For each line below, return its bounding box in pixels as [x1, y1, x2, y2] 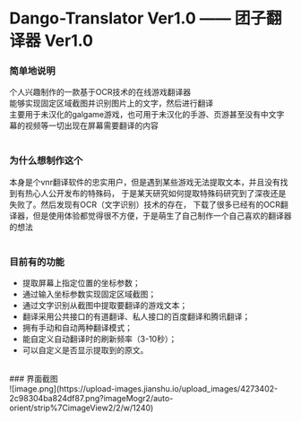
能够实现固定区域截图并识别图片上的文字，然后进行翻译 [9, 98, 213, 108]
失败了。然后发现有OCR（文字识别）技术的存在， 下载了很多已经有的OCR [9, 199, 280, 210]
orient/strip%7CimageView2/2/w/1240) [9, 402, 154, 413]
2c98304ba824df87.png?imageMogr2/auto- [9, 393, 174, 404]
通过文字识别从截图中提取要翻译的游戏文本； [21, 300, 188, 311]
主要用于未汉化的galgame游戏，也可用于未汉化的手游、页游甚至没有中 [9, 109, 269, 120]
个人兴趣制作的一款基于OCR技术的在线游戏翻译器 [9, 87, 191, 98]
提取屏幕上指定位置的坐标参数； [21, 278, 141, 289]
